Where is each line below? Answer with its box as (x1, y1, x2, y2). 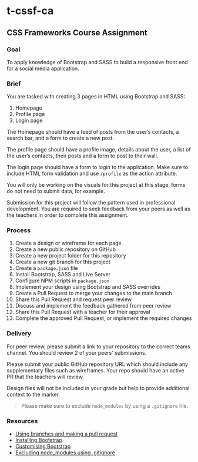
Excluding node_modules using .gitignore (15, 449, 115, 456)
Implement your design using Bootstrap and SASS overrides (15, 283, 161, 291)
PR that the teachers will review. (6, 373, 84, 380)
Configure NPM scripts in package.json (15, 277, 110, 284)
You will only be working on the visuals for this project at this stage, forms (6, 181, 186, 189)
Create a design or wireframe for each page (15, 240, 122, 247)
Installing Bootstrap (15, 437, 62, 444)
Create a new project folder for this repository (15, 252, 126, 259)
